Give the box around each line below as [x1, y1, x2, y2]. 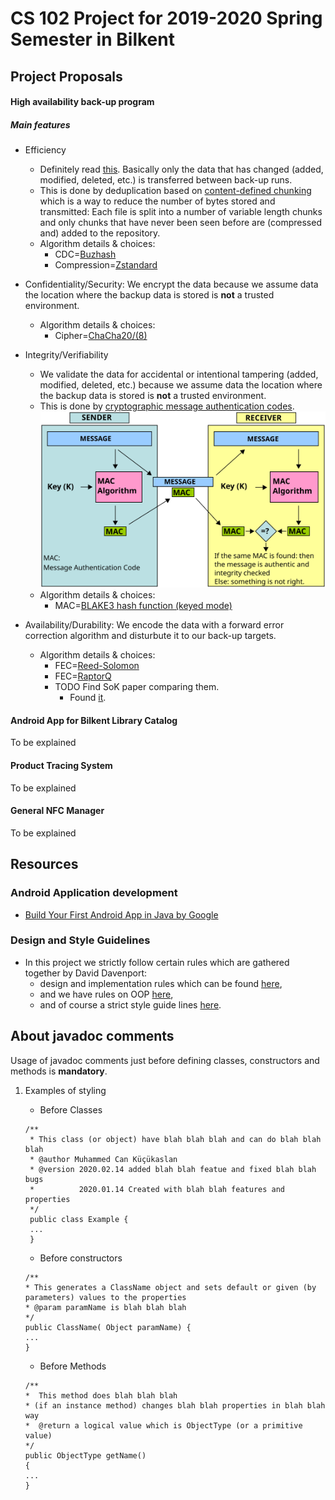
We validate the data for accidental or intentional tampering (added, [39, 368, 319, 381]
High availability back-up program [10, 96, 155, 108]
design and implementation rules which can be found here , [39, 977, 283, 989]
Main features [10, 118, 71, 131]
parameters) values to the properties [24, 1292, 187, 1302]
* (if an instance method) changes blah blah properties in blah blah [24, 1400, 326, 1411]
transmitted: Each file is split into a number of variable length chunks [39, 206, 323, 218]
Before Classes [39, 1103, 103, 1116]
